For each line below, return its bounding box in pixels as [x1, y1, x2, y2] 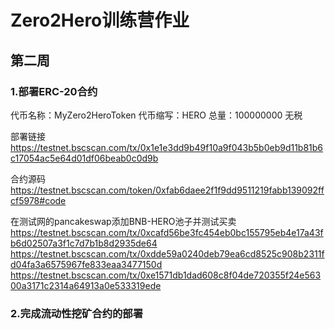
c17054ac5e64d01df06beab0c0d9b [10, 152, 159, 164]
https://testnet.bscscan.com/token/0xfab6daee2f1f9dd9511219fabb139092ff [10, 184, 325, 196]
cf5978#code [10, 194, 67, 206]
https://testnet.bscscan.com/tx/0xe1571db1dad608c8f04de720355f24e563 [10, 269, 322, 281]
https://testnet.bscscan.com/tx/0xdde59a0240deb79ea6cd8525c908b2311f [10, 247, 325, 260]
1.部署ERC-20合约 [10, 84, 98, 98]
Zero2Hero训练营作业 [10, 9, 190, 32]
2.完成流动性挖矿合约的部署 [10, 306, 144, 320]
